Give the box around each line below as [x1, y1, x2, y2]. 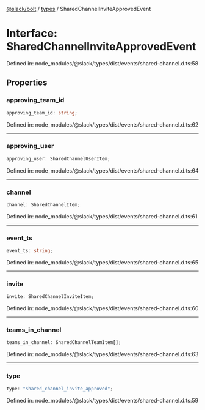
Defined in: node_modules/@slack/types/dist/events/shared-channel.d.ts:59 [6, 397, 199, 404]
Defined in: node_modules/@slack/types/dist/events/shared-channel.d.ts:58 [6, 59, 199, 67]
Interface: [6, 27, 58, 40]
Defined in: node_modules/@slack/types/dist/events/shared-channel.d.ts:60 [6, 305, 199, 312]
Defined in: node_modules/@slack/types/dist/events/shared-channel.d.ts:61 [6, 212, 198, 220]
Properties [6, 78, 48, 88]
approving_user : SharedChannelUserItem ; [6, 155, 111, 162]
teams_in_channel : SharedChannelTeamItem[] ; [6, 340, 121, 346]
